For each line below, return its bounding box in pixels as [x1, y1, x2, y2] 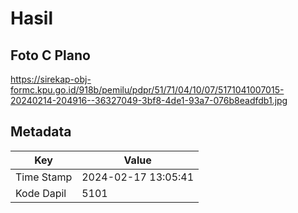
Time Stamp [15, 170, 73, 184]
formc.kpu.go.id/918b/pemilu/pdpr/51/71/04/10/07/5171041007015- [10, 84, 285, 96]
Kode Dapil [15, 186, 67, 200]
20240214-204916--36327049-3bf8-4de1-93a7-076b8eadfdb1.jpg [10, 95, 288, 106]
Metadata [10, 123, 72, 141]
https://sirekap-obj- [10, 73, 92, 85]
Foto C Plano [10, 47, 91, 64]
